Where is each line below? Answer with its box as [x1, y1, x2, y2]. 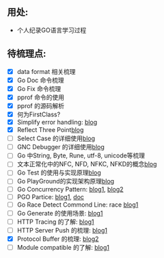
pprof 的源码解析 [16, 101, 65, 109]
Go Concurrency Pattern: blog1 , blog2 [16, 185, 124, 193]
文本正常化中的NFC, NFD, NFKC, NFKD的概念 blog [16, 160, 157, 168]
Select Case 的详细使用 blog [16, 134, 96, 142]
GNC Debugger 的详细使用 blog [16, 143, 105, 151]
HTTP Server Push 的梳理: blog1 [16, 226, 108, 234]
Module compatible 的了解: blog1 [16, 243, 110, 251]
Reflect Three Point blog [16, 126, 84, 134]
